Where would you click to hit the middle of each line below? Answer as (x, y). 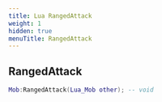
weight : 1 (25, 23)
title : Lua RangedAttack (50, 16)
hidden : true (30, 31)
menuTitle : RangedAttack (50, 38)
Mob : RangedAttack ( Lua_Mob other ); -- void (81, 90)
